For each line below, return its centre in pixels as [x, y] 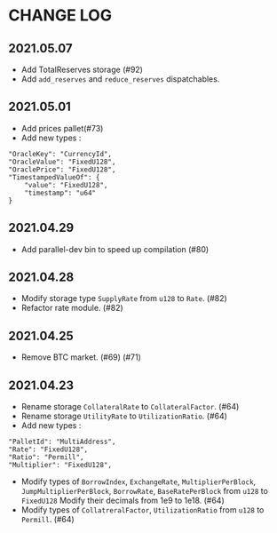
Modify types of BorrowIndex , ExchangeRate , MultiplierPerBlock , [138, 481]
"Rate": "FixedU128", [48, 449]
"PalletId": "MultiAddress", [62, 442]
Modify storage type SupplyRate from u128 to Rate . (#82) [124, 298]
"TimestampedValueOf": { [54, 177]
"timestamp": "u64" [60, 193]
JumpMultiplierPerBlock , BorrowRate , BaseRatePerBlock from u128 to [144, 491]
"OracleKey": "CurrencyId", [60, 154]
